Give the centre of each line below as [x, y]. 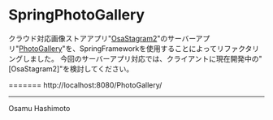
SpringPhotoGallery [76, 15]
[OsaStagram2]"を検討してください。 [71, 69]
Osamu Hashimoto [39, 108]
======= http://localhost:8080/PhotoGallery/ [85, 85]
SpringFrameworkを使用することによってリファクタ [166, 48]
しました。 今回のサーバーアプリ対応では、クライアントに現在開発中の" [142, 58]
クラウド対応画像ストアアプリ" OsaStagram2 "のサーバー [102, 38]
